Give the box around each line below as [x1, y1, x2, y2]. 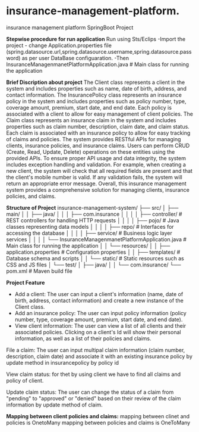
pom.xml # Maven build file [6, 267, 72, 275]
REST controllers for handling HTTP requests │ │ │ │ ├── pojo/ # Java [6, 216, 179, 224]
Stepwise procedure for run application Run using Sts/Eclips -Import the [6, 35, 186, 42]
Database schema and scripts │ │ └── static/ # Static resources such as [6, 254, 184, 262]
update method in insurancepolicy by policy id [6, 359, 119, 366]
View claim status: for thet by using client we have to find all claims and [6, 371, 181, 378]
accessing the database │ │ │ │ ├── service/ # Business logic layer [6, 229, 172, 237]
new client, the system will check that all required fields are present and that [6, 167, 193, 174]
